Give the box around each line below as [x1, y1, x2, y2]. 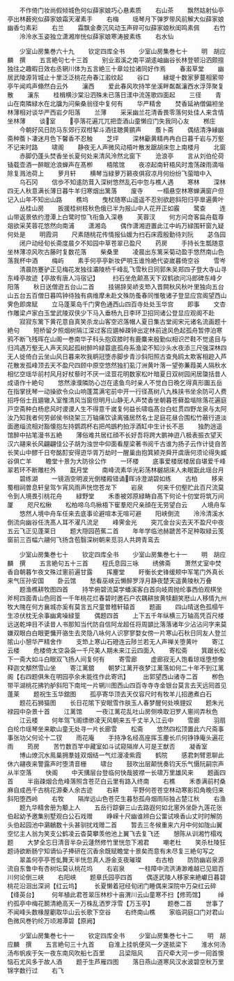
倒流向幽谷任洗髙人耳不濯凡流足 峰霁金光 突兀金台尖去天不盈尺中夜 [7, 518, 224, 526]
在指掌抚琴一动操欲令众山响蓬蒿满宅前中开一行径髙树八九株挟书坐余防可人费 [7, 387, 227, 396]
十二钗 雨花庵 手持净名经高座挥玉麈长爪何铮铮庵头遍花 [43, 733, 224, 742]
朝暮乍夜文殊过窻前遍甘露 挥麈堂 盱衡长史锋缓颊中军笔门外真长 [19, 568, 224, 576]
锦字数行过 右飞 [7, 966, 64, 975]
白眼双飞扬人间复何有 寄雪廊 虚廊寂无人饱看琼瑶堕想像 [43, 655, 224, 663]
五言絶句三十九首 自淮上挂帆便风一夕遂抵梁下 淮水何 [45, 941, 220, 948]
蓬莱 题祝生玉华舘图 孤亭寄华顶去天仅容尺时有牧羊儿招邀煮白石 [7, 690, 212, 698]
